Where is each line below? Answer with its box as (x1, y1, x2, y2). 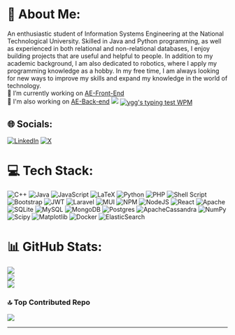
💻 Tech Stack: (7, 162, 94, 178)
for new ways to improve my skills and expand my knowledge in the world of (7, 73, 228, 83)
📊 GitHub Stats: (7, 238, 103, 255)
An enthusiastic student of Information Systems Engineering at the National (7, 29, 224, 38)
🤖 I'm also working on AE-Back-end (7, 97, 110, 106)
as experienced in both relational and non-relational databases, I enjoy (7, 44, 211, 52)
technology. (7, 81, 42, 90)
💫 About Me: (7, 6, 81, 22)
